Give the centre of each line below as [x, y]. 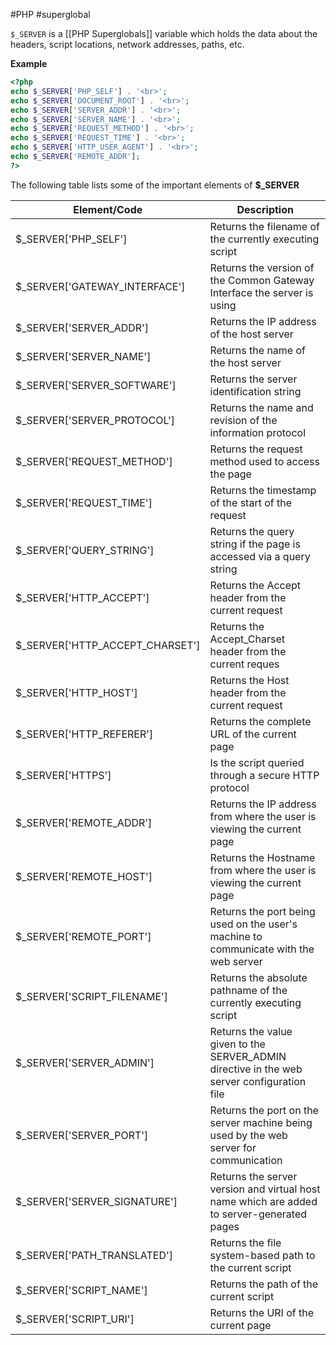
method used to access [265, 461]
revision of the [243, 420]
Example [29, 63]
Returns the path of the [264, 1284]
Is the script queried [257, 762]
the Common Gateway [262, 280]
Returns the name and [261, 407]
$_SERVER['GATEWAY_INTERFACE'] [100, 286]
